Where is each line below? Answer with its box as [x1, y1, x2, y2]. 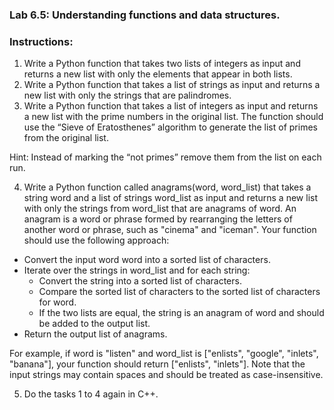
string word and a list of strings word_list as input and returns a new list [23, 192, 318, 204]
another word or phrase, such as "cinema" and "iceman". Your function [23, 224, 317, 236]
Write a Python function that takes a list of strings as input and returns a [23, 79, 321, 91]
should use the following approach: [23, 234, 170, 247]
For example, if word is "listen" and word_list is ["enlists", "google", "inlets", [9, 348, 319, 360]
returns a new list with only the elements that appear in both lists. [23, 68, 293, 80]
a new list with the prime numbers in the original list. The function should [23, 111, 324, 123]
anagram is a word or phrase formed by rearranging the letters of [23, 213, 293, 225]
